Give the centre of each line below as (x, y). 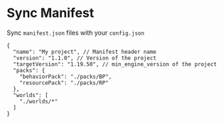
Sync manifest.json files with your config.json (76, 33)
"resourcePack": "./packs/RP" (64, 83)
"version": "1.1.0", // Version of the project (85, 58)
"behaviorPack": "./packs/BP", (66, 77)
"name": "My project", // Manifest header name (85, 52)
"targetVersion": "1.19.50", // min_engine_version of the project (115, 64)
